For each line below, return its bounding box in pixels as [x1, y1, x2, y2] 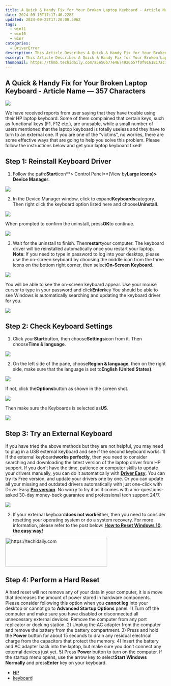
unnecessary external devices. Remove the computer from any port [5, 616, 147, 623]
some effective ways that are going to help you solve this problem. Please [5, 137, 160, 143]
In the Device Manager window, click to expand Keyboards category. [12, 195, 156, 202]
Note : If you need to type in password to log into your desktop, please [12, 251, 160, 257]
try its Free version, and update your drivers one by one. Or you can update [5, 475, 164, 482]
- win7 [10, 36, 24, 41]
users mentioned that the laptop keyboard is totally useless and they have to [5, 126, 165, 132]
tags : [5, 21, 17, 27]
